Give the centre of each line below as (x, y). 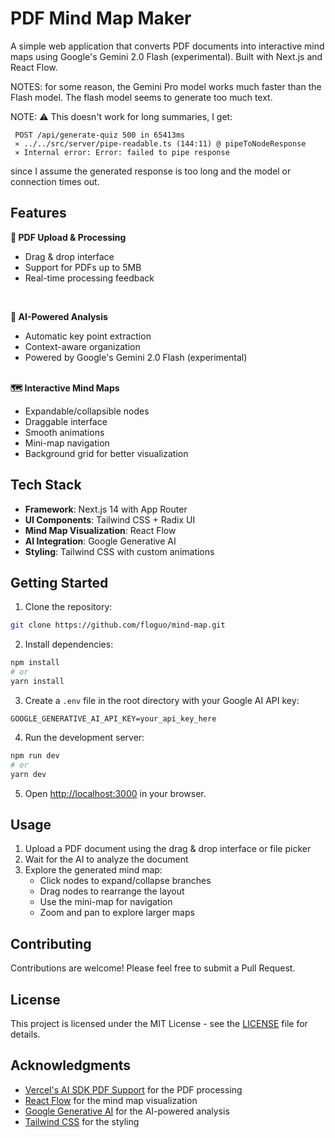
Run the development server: (84, 737)
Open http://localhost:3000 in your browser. (115, 793)
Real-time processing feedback (89, 278)
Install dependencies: (69, 644)
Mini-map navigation (67, 443)
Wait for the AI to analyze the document (106, 859)
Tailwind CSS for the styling (82, 1121)
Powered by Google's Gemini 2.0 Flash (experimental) (136, 357)
